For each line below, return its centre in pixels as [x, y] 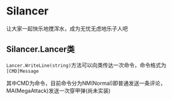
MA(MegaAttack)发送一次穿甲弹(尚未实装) [59, 90]
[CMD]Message [23, 71]
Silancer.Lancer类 [41, 49]
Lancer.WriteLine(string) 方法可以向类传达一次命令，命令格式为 [86, 65]
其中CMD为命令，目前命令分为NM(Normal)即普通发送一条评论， [86, 83]
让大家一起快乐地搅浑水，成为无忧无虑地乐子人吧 [67, 28]
